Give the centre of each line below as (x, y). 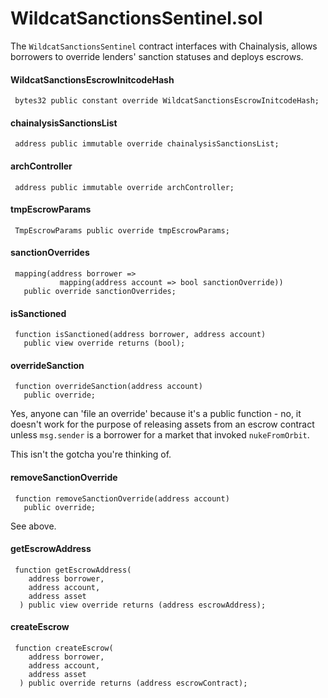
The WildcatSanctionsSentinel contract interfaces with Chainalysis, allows (164, 46)
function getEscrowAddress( (73, 570)
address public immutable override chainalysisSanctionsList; (147, 144)
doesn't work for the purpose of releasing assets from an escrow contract (162, 424)
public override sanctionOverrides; (100, 291)
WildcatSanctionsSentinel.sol (136, 18)
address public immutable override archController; (124, 187)
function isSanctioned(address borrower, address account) (140, 335)
